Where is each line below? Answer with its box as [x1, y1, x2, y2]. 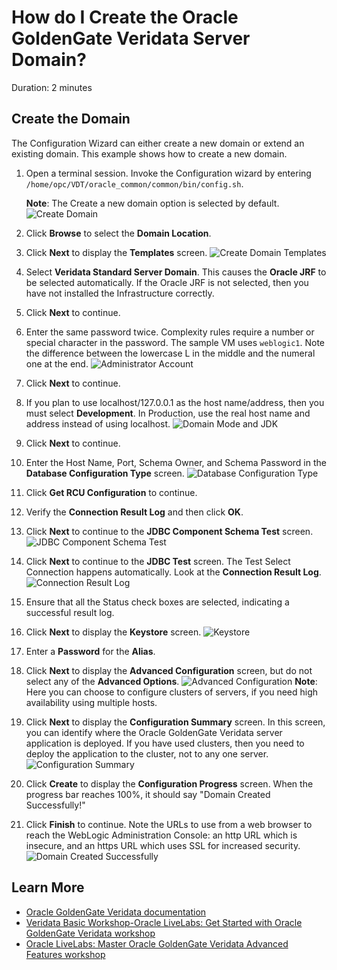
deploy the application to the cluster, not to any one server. [25, 747, 269, 760]
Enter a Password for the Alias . [25, 645, 156, 657]
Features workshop [25, 948, 106, 960]
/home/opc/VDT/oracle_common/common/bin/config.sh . [25, 177, 244, 190]
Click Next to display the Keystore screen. [25, 626, 202, 638]
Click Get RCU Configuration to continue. [25, 486, 198, 498]
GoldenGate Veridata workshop [25, 927, 156, 939]
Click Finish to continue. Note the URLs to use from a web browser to [25, 818, 313, 830]
